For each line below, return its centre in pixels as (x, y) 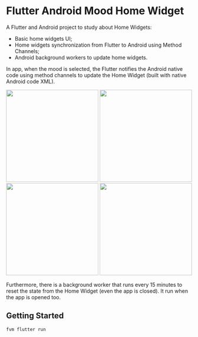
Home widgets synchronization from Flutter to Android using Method (98, 45)
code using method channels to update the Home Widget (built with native (96, 75)
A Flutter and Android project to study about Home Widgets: (79, 27)
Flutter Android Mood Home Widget (95, 11)
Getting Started (35, 316)
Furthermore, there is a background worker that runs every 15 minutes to (94, 284)
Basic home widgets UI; (43, 38)
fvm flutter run (26, 329)
